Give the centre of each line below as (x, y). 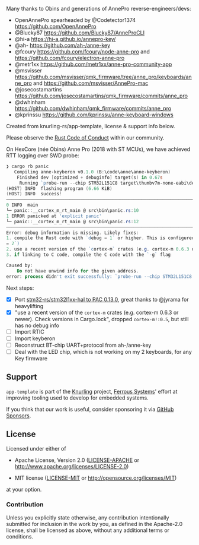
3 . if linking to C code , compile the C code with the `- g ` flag (88, 255)
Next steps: (20, 288)
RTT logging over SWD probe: (43, 156)
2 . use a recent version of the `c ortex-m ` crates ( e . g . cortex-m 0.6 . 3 (98, 249)
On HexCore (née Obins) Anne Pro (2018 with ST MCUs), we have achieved (98, 149)
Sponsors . (19, 416)
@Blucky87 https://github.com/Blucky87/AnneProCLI (80, 33)
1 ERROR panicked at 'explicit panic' (54, 216)
